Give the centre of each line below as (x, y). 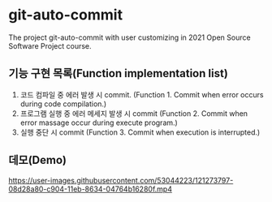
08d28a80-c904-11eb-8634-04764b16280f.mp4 (91, 189)
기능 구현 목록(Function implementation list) (119, 73)
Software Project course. (50, 45)
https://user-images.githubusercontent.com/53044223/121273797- (121, 180)
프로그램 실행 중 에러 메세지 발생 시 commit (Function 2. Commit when (134, 113)
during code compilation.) (63, 104)
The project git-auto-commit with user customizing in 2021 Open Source (130, 37)
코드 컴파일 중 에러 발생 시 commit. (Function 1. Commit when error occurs (142, 94)
